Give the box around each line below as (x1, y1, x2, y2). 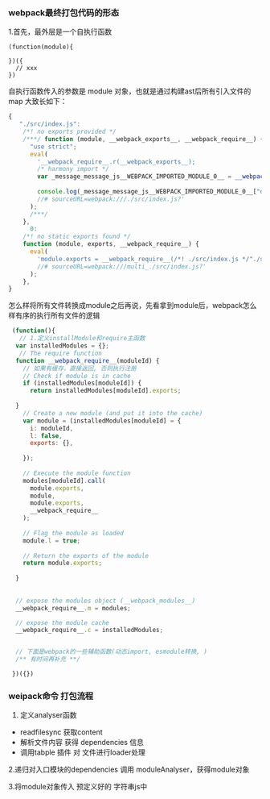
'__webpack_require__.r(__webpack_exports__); (37, 157, 196, 166)
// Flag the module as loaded (22, 529, 125, 537)
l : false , (29, 431, 63, 440)
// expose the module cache (15, 618, 110, 626)
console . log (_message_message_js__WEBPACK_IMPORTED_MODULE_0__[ (37, 188, 257, 196)
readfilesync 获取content (19, 727, 103, 737)
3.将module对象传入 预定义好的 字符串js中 (8, 782, 148, 792)
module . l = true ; (22, 536, 81, 545)
